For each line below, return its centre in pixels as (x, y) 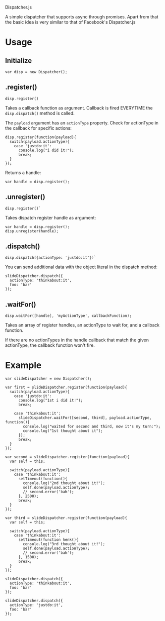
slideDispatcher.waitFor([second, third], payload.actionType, (85, 418)
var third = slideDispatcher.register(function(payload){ (66, 518)
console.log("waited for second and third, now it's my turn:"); (92, 427)
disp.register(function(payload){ (41, 137)
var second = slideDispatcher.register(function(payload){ (67, 457)
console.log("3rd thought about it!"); (64, 544)
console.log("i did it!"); (46, 150)
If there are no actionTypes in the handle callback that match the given (77, 340)
